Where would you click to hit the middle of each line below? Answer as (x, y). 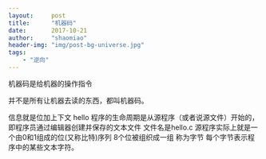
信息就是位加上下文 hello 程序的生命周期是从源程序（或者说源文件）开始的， (134, 117)
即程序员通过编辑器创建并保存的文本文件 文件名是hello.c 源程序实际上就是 (130, 127)
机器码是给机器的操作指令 (50, 83)
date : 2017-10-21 (48, 30)
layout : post (37, 16)
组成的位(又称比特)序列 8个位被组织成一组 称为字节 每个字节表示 (142, 137)
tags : (17, 52)
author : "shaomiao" (48, 38)
